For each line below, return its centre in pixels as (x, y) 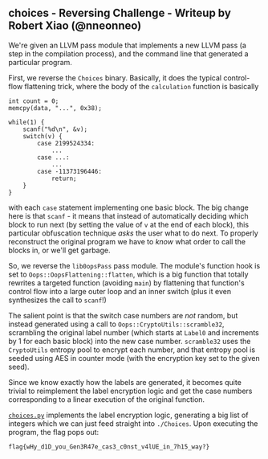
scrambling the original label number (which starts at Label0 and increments (134, 332)
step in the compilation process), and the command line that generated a (128, 53)
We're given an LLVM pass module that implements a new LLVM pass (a (128, 45)
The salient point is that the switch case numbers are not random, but (123, 315)
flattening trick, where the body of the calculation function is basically (142, 86)
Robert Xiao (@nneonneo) (75, 26)
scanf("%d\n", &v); (55, 129)
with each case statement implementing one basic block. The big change (128, 207)
